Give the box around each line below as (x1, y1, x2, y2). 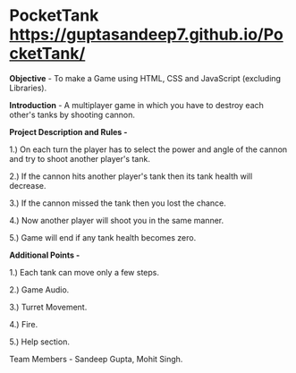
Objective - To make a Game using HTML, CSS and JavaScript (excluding (9, 72, 282, 83)
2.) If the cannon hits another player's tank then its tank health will (9, 171, 253, 182)
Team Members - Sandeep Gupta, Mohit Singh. (9, 353, 183, 364)
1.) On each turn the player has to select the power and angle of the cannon (9, 144, 288, 155)
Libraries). (9, 82, 47, 93)
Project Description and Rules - (9, 126, 128, 137)
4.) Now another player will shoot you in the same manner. (9, 215, 224, 225)
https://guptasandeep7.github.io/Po (9, 24, 283, 45)
